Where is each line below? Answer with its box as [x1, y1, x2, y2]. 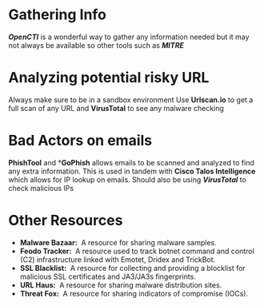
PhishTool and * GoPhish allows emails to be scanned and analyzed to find [8, 157, 254, 167]
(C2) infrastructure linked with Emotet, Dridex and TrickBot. [19, 254, 216, 264]
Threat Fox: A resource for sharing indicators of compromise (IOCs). [19, 288, 249, 298]
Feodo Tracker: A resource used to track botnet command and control [19, 246, 254, 256]
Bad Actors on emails [8, 132, 153, 149]
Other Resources [8, 212, 123, 229]
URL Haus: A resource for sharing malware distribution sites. [19, 280, 222, 289]
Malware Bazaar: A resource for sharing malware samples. [19, 237, 218, 247]
